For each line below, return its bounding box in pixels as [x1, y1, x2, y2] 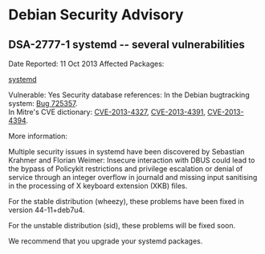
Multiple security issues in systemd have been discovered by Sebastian [8, 147, 245, 156]
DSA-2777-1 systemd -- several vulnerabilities [8, 38, 245, 51]
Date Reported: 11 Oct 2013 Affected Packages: [8, 59, 165, 68]
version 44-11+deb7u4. [8, 205, 85, 215]
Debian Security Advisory [8, 6, 184, 24]
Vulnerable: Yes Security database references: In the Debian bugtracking [8, 90, 251, 100]
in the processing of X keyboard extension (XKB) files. [8, 181, 188, 190]
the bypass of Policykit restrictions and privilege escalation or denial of [8, 164, 243, 174]
